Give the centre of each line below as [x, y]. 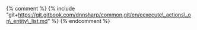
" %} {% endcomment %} [79, 21]
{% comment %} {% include [41, 9]
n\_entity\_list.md [27, 21]
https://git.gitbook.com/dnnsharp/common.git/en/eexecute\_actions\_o [104, 15]
